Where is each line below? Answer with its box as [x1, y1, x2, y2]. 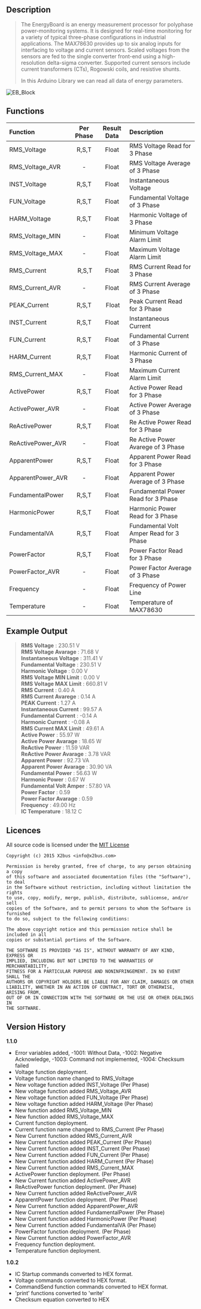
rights [6, 890, 23, 896]
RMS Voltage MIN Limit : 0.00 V [20, 674, 100, 681]
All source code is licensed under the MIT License [6, 841, 130, 849]
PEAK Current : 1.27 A [20, 699, 76, 706]
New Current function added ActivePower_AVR [14, 1177, 131, 1184]
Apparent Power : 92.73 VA [20, 757, 90, 764]
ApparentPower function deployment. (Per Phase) [14, 1196, 138, 1203]
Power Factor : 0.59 [20, 789, 71, 796]
